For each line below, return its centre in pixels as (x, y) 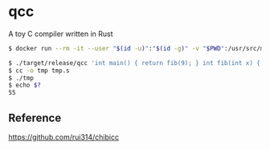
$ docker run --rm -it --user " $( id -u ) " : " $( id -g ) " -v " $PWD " (117, 48)
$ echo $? (25, 85)
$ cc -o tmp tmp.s (39, 71)
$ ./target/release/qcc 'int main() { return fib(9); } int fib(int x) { (135, 63)
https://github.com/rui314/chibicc (63, 137)
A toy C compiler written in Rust (61, 34)
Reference (35, 118)
